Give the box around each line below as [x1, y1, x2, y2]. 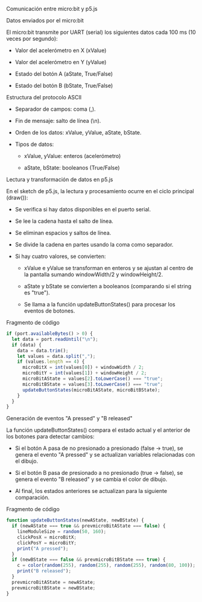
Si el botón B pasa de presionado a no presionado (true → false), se [14, 469, 183, 477]
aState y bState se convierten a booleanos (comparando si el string [24, 283, 192, 289]
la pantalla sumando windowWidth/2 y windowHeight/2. [24, 271, 163, 278]
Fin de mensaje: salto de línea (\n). [14, 117, 101, 124]
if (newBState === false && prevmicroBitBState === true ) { [11, 557, 166, 563]
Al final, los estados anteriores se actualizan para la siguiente [14, 488, 168, 495]
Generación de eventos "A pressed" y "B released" [6, 415, 133, 422]
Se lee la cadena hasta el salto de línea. [14, 217, 113, 225]
